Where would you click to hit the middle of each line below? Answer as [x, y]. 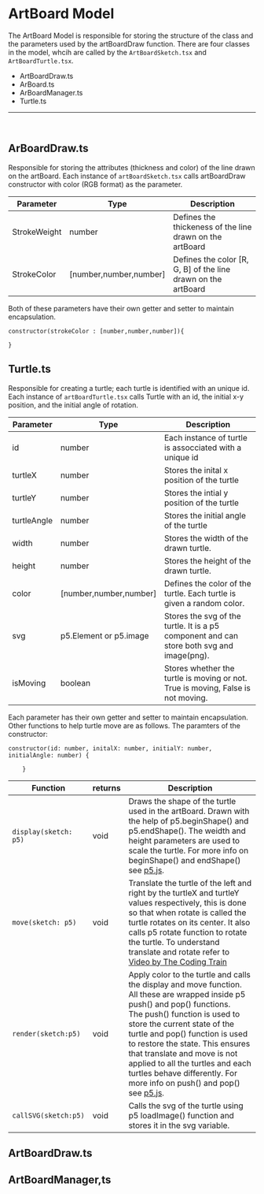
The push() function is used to [184, 1014]
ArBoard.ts [37, 84]
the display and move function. [185, 984]
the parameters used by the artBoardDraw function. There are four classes [129, 43]
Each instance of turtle [205, 437]
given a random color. [204, 603]
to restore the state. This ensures [189, 1043]
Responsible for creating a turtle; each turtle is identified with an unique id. [129, 388]
